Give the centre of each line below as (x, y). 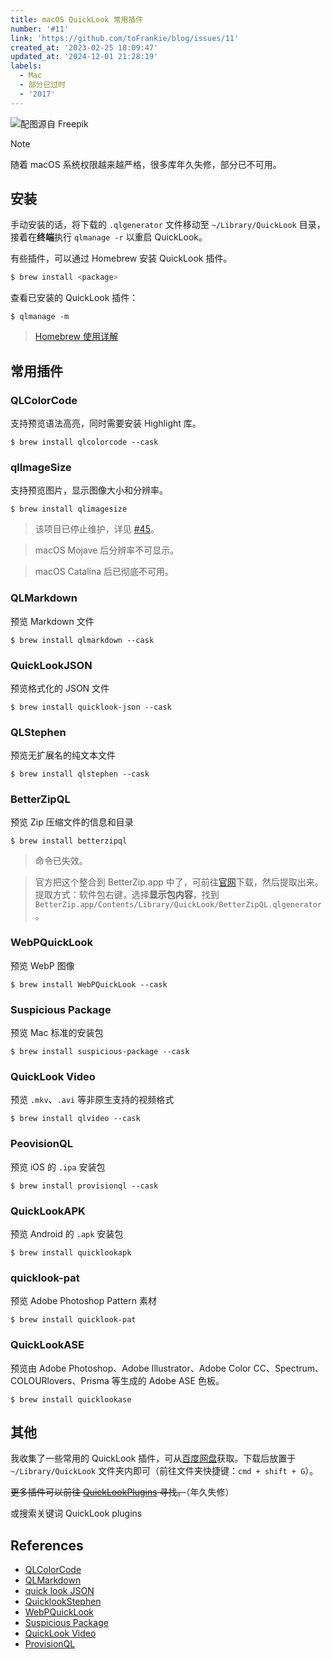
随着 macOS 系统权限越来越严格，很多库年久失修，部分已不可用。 (146, 164)
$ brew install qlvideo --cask (75, 1119)
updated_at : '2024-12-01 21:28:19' (84, 57)
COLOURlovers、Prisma (60, 1380)
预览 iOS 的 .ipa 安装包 (58, 1167)
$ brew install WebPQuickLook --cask (89, 984)
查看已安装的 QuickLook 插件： (74, 298)
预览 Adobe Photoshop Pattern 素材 (83, 1301)
